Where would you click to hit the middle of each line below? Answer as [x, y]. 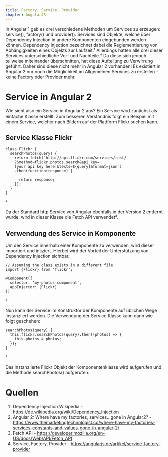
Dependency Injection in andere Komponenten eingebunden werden [76, 39]
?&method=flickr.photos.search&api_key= [57, 162]
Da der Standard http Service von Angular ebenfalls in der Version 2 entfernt [84, 212]
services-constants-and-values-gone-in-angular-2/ [66, 428]
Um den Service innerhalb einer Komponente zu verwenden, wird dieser [80, 245]
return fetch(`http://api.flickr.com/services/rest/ [70, 158]
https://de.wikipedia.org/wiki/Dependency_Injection [66, 412]
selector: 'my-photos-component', [46, 283]
